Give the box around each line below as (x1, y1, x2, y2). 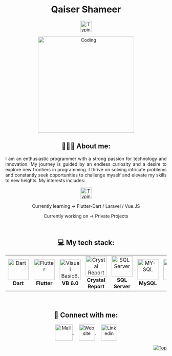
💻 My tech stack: (57, 239, 115, 247)
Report (88, 283, 105, 290)
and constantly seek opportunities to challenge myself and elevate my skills (5, 172, 167, 178)
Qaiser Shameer (51, 4, 121, 15)
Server (113, 283, 131, 290)
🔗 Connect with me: (54, 310, 118, 319)
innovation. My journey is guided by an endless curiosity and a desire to (5, 161, 167, 167)
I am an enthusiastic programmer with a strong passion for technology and (5, 155, 167, 162)
